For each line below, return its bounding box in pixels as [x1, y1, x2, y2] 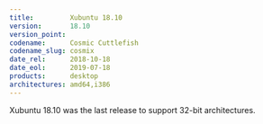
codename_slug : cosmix [9, 47, 95, 56]
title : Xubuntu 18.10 [9, 13, 123, 22]
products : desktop [9, 72, 99, 81]
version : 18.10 [9, 22, 91, 31]
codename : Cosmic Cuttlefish [9, 38, 140, 48]
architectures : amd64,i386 [9, 80, 111, 89]
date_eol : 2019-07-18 [9, 64, 111, 73]
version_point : [9, 30, 67, 39]
